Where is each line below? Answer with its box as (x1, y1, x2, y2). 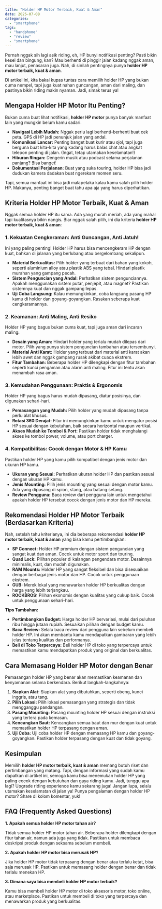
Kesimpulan (5, 749, 42, 758)
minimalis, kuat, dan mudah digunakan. (12, 562, 90, 567)
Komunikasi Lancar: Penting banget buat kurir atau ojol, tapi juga (12, 139, 143, 145)
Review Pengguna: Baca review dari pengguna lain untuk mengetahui (12, 492, 152, 497)
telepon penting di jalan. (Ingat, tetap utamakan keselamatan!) (12, 149, 135, 155)
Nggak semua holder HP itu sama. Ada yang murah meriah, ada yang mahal (5, 212, 156, 218)
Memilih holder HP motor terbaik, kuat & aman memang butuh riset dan (5, 762, 149, 768)
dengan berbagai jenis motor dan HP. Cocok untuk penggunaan (12, 572, 139, 578)
